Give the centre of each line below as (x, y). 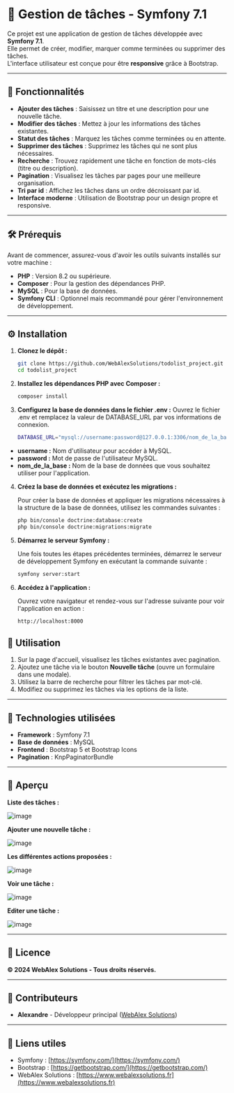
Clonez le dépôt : (42, 351)
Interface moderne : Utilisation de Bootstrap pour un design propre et (117, 198)
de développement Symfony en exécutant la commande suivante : (112, 561)
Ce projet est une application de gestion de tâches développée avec (105, 34)
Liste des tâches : (33, 802)
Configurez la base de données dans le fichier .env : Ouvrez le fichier (119, 410)
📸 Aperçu (28, 786)
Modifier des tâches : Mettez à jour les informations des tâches (109, 123)
